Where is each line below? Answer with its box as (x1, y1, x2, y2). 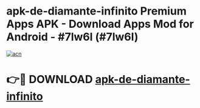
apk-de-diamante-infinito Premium (6, 4, 187, 18)
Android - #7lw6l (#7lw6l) (6, 30, 139, 44)
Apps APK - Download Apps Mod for (6, 17, 195, 31)
